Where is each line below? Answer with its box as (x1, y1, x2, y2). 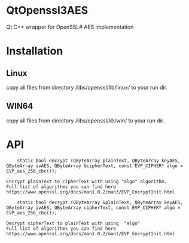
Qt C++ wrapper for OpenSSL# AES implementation (6, 23, 134, 30)
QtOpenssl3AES (6, 4, 89, 17)
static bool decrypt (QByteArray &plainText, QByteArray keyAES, (17, 199, 184, 205)
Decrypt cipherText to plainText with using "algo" (6, 220, 141, 226)
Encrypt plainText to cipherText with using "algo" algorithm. (6, 179, 167, 184)
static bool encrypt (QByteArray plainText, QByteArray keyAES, (17, 158, 181, 164)
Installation (6, 44, 63, 58)
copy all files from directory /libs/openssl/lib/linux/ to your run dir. (6, 84, 167, 91)
